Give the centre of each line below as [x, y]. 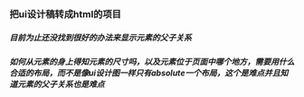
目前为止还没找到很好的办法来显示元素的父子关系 [100, 37]
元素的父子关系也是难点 [61, 84]
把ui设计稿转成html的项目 [66, 13]
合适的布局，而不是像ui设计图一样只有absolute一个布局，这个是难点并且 [145, 73]
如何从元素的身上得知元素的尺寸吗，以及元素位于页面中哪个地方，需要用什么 [152, 61]
